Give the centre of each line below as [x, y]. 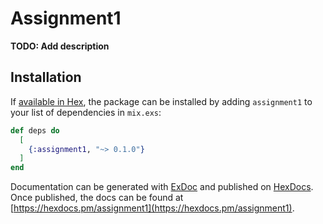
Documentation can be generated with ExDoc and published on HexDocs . [162, 187]
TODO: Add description [60, 46]
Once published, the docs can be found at [97, 198]
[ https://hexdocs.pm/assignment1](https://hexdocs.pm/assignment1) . [152, 208]
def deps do [35, 130]
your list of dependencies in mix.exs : [86, 112]
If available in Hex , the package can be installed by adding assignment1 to [161, 101]
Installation [46, 77]
